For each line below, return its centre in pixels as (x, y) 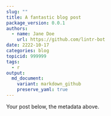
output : (16, 73)
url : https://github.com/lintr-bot (61, 39)
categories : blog (28, 51)
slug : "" (17, 12)
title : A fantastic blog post (44, 17)
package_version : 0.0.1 (36, 23)
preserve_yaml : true (42, 90)
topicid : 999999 (26, 56)
